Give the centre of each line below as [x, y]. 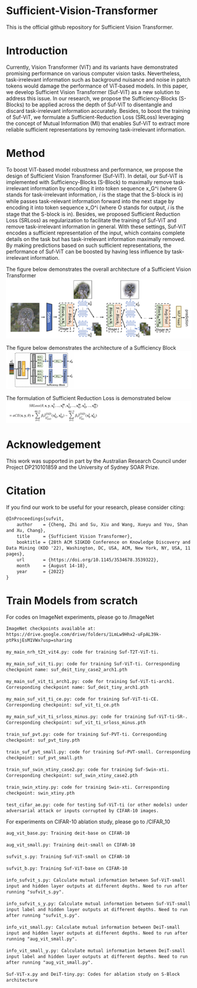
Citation [26, 490]
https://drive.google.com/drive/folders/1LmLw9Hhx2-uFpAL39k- [84, 634]
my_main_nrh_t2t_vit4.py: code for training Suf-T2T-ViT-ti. [83, 652]
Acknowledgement [54, 444]
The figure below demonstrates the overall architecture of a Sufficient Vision [98, 269]
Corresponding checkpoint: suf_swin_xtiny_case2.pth [72, 775]
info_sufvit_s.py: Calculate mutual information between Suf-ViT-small [96, 880]
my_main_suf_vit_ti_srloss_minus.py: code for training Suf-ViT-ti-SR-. [97, 716]
